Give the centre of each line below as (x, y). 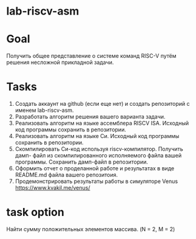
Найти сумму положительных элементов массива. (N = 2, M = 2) (91, 229)
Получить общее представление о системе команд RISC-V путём (91, 56)
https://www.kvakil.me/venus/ (52, 188)
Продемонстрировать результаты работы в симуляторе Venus (96, 181)
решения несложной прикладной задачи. (60, 63)
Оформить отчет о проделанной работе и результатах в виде (95, 168)
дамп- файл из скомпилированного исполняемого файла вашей (98, 156)
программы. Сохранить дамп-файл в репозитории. (82, 162)
